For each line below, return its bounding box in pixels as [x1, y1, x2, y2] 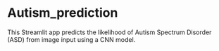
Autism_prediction [7, 5, 118, 21]
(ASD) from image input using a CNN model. [7, 35, 136, 43]
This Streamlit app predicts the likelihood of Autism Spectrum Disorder [7, 28, 212, 36]
